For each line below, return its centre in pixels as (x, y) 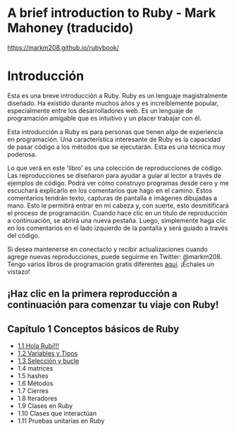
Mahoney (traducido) (70, 28)
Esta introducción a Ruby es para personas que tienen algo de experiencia (115, 131)
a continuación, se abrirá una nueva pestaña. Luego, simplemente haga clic (117, 220)
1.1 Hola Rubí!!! (38, 346)
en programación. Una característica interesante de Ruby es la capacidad (114, 139)
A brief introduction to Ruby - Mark (112, 13)
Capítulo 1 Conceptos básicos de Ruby (93, 329)
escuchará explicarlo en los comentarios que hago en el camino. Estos (110, 190)
